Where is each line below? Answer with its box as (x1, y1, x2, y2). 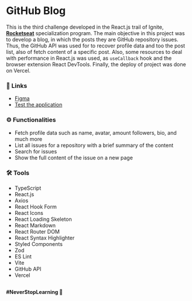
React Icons (14, 209, 44, 216)
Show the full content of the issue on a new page (14, 154, 133, 161)
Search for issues (14, 148, 57, 155)
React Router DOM (14, 228, 60, 235)
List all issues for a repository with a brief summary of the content (14, 142, 174, 149)
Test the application (14, 101, 63, 108)
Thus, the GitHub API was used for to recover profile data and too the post (6, 42, 186, 49)
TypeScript (14, 184, 42, 191)
